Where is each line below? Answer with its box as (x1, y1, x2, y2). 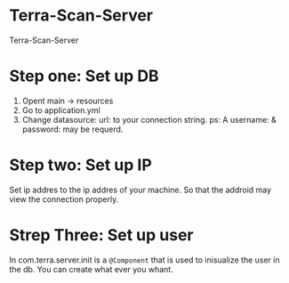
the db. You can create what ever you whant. (9, 263, 173, 274)
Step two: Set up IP (9, 155, 153, 175)
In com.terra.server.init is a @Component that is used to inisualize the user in (9, 255, 280, 265)
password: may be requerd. (21, 124, 124, 134)
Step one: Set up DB (9, 66, 159, 86)
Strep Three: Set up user (9, 225, 194, 245)
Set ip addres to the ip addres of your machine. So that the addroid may (9, 184, 272, 195)
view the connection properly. (9, 193, 119, 205)
